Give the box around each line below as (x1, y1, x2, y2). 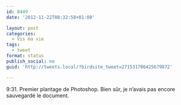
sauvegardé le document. (6, 92, 70, 99)
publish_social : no (6, 58, 55, 64)
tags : (6, 42, 20, 48)
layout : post (6, 25, 39, 31)
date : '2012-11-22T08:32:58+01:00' (6, 14, 95, 20)
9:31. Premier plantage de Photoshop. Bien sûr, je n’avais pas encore (6, 85, 176, 92)
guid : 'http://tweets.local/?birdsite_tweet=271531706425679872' (6, 64, 173, 70)
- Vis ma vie (11, 36, 44, 42)
